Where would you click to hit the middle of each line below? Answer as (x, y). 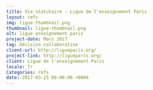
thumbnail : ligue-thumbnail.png (46, 28)
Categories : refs (28, 72)
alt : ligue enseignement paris (45, 34)
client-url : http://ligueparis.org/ (51, 50)
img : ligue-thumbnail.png (38, 22)
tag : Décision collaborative (42, 45)
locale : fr (20, 67)
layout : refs (22, 17)
